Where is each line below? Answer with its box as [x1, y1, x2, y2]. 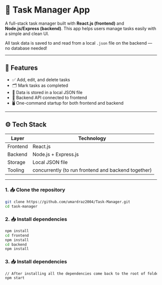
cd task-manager [5, 204, 38, 209]
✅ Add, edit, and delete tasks [12, 77, 70, 82]
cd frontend [5, 233, 29, 238]
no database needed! [5, 45, 47, 51]
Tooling [7, 167, 25, 174]
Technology [78, 135, 107, 142]
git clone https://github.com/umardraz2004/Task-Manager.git [5, 199, 131, 204]
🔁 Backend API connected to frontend [12, 95, 87, 100]
